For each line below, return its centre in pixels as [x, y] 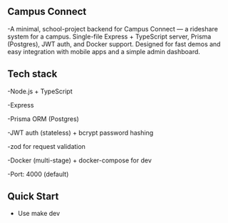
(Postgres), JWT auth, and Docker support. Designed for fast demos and [114, 44]
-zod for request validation [46, 146]
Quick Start [33, 196]
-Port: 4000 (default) [38, 174]
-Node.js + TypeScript [40, 91]
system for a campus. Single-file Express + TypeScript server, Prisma [109, 36]
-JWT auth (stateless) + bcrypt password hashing [81, 133]
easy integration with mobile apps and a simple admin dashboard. [104, 51]
